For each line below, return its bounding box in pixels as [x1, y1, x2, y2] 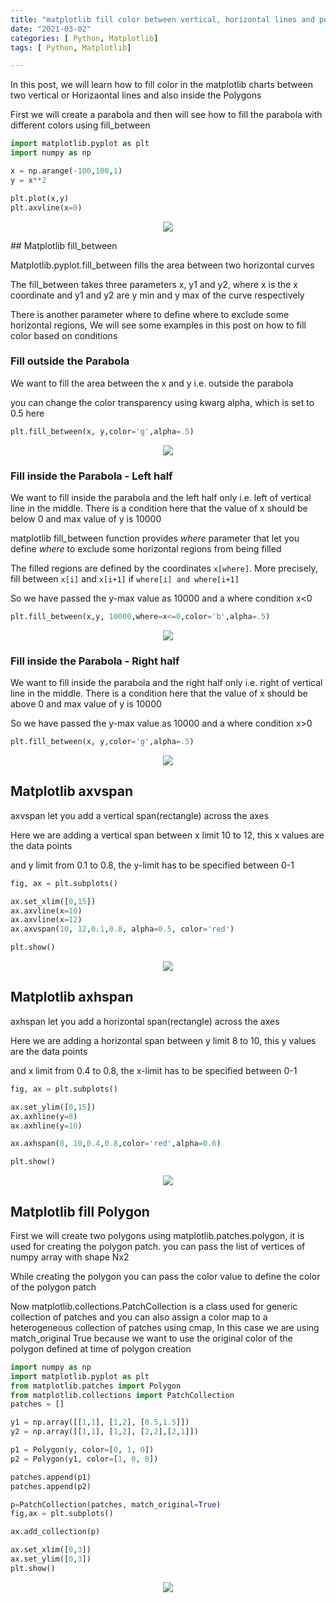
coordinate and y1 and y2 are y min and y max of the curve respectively [10, 289, 305, 301]
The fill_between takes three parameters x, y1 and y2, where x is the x [10, 278, 298, 290]
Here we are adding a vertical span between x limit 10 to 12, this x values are [10, 829, 325, 841]
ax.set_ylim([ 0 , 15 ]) [10, 1102, 97, 1112]
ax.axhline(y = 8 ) [10, 1111, 78, 1121]
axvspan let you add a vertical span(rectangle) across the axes [10, 809, 270, 821]
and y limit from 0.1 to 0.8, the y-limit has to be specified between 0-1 [10, 859, 295, 871]
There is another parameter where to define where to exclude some [10, 308, 290, 320]
